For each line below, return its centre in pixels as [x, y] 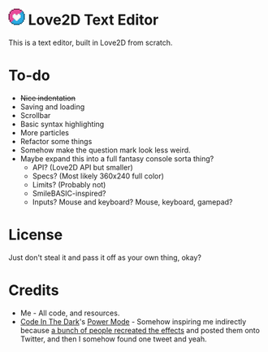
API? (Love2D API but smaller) [83, 167]
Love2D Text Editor [93, 20]
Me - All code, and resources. [70, 313]
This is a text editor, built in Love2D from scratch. [91, 42]
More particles [44, 132]
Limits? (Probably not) [69, 184]
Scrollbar [35, 115]
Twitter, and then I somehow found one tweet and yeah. [113, 339]
